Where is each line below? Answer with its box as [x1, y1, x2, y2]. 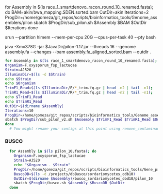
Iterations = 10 [5, 108, 34, 113]
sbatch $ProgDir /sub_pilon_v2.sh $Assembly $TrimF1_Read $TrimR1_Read [5, 117, 151, 122]
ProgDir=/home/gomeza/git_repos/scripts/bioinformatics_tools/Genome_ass [5, 15, 158, 20]
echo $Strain [5, 77, 32, 81]
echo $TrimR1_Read [5, 99, 42, 104]
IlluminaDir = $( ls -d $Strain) [5, 72, 66, 77]
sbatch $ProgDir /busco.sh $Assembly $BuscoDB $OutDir [14, 180, 125, 186]
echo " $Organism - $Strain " [14, 162, 70, 167]
